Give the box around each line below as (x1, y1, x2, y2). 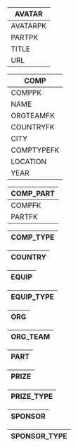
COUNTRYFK (11, 122, 55, 132)
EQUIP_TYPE (11, 292, 55, 301)
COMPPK (11, 88, 42, 98)
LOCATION (11, 157, 47, 166)
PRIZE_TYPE (11, 392, 53, 401)
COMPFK (11, 201, 41, 210)
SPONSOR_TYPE (11, 431, 67, 441)
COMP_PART (11, 189, 55, 198)
